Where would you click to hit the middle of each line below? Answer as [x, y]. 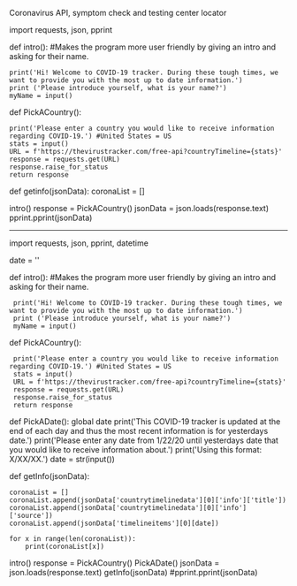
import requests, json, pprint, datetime [79, 243]
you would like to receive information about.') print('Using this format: [136, 449]
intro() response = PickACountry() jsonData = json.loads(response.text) [139, 208]
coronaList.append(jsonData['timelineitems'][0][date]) [114, 523]
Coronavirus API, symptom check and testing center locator [118, 13]
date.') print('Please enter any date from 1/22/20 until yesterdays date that [144, 440]
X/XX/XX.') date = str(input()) [62, 459]
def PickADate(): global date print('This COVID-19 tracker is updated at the [145, 422]
